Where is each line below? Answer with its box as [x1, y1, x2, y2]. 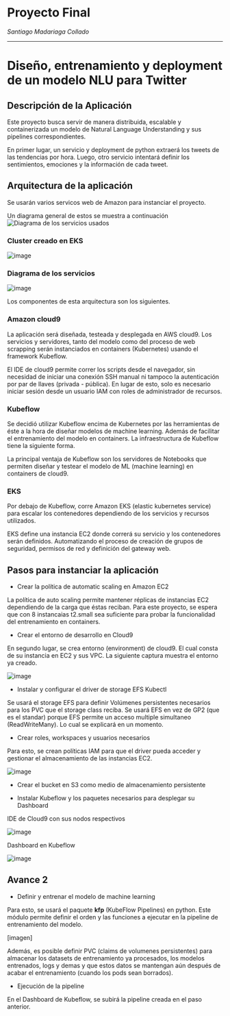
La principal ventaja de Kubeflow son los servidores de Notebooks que [7, 454, 207, 463]
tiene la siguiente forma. [7, 441, 75, 449]
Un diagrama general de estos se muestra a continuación [7, 211, 169, 220]
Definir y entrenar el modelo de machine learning [16, 892, 155, 900]
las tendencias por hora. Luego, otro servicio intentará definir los [7, 153, 190, 161]
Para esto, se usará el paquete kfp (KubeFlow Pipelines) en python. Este [7, 906, 212, 914]
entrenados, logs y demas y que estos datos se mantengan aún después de [7, 961, 221, 969]
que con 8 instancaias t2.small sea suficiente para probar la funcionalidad [7, 610, 216, 619]
